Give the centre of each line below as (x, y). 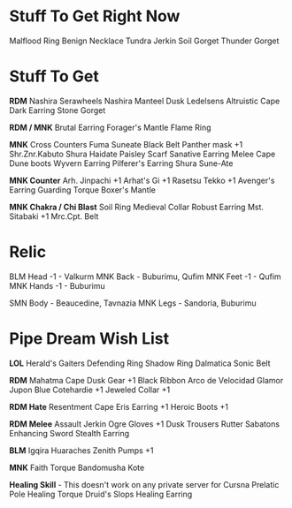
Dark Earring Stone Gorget (58, 110)
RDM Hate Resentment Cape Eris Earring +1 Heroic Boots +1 (119, 406)
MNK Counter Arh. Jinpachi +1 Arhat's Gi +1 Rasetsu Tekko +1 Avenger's (142, 180)
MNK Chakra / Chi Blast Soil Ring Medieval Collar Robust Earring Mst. (136, 207)
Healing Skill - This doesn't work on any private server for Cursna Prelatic (144, 484)
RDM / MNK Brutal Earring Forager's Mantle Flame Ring (110, 127)
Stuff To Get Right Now (95, 16)
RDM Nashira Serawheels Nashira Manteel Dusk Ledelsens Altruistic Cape (145, 101)
